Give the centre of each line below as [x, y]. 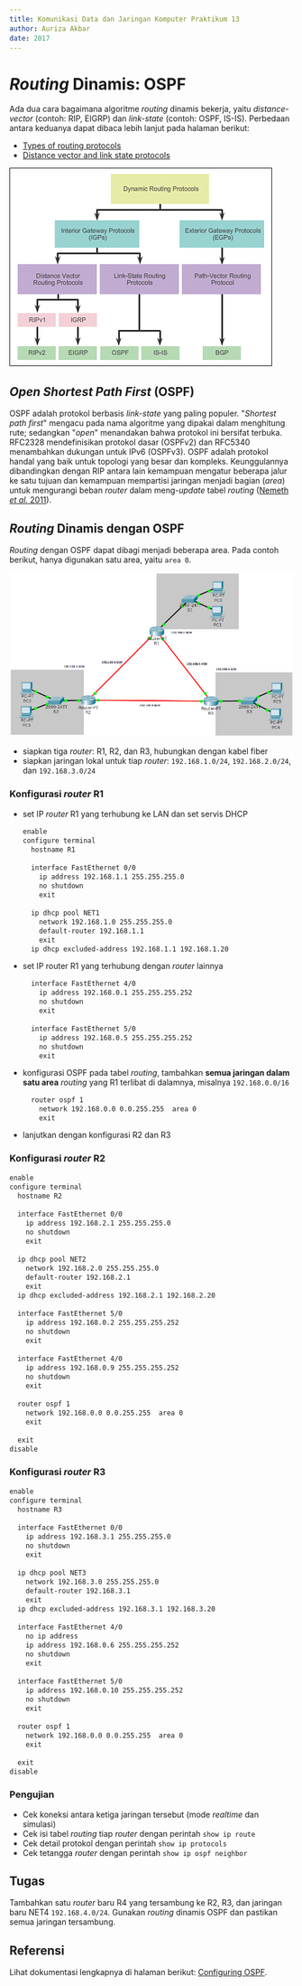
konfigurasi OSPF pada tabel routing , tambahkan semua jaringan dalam [156, 1072]
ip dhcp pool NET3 [52, 1573]
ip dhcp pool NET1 [65, 913]
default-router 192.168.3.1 [78, 1591]
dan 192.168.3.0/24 [59, 771]
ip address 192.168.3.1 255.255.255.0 [98, 1537]
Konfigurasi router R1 [56, 794]
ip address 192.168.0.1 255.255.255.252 [116, 993]
